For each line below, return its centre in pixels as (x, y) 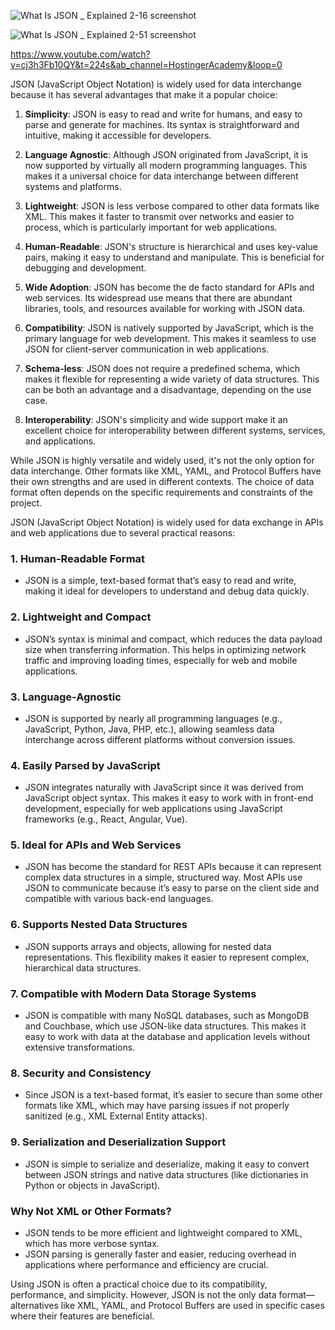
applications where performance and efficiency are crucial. (146, 1264)
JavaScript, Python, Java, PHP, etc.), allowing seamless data (149, 729)
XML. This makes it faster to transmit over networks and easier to (159, 216)
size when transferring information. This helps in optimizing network (165, 649)
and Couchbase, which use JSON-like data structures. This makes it (165, 1026)
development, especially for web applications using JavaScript (153, 809)
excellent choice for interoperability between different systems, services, (175, 430)
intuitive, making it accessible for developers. (118, 135)
